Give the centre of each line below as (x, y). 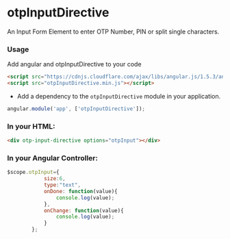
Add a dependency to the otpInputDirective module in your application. (119, 96)
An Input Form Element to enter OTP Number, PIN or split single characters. (113, 32)
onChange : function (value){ (84, 210)
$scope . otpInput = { (33, 173)
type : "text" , (62, 185)
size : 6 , (55, 179)
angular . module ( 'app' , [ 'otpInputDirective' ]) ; (76, 109)
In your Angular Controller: (52, 158)
